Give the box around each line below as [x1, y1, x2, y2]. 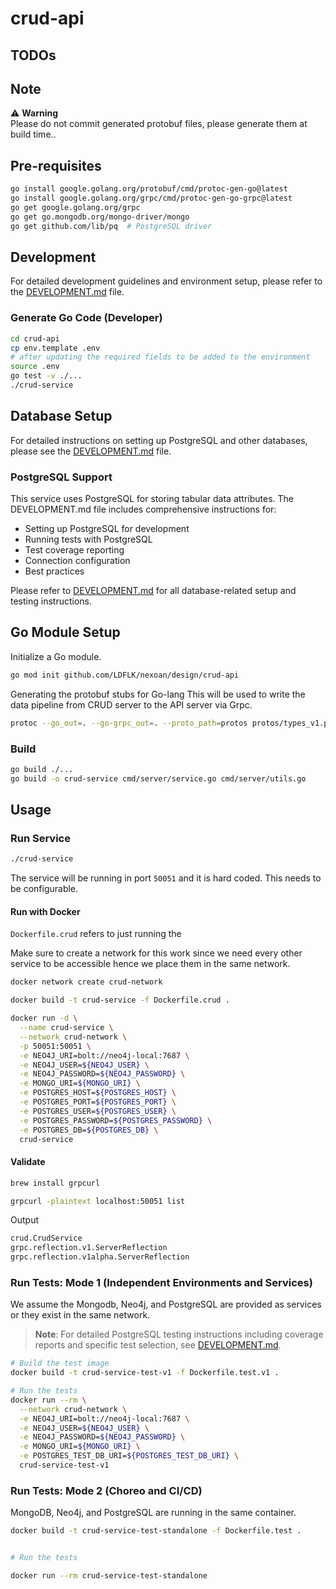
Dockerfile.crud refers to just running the [10, 928, 182, 940]
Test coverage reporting [24, 544, 125, 556]
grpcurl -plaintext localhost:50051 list [10, 1196, 186, 1206]
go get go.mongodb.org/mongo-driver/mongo [10, 212, 190, 222]
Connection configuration [24, 555, 131, 567]
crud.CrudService [10, 1233, 83, 1244]
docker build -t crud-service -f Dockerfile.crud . [10, 995, 230, 1006]
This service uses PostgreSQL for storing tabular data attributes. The [10, 493, 295, 505]
